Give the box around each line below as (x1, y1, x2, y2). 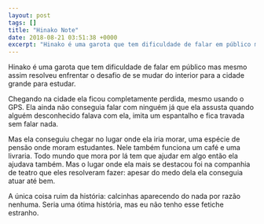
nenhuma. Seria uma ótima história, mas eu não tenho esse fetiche (8, 200, 224, 209)
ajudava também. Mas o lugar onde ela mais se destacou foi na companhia (8, 160, 251, 169)
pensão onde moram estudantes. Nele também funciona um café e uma (8, 143, 241, 152)
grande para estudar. (8, 79, 76, 89)
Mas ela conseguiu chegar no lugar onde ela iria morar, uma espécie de (8, 134, 240, 144)
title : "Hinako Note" (8, 26, 79, 34)
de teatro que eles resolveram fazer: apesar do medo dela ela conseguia (8, 168, 244, 178)
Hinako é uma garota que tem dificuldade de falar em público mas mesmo (8, 62, 247, 72)
